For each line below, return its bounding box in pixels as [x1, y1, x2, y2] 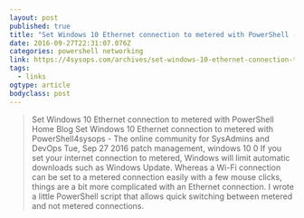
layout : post [9, 13, 59, 23]
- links [17, 72, 47, 81]
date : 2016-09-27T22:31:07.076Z [9, 38, 131, 48]
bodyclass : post [9, 89, 71, 98]
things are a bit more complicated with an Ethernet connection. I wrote [31, 181, 294, 192]
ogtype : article [9, 81, 71, 90]
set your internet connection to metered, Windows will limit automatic [31, 152, 290, 163]
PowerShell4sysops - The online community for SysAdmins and [31, 133, 270, 144]
